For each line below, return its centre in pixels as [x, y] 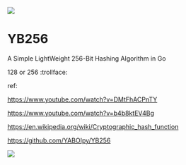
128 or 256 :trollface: [37, 72]
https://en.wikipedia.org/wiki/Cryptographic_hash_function [93, 126]
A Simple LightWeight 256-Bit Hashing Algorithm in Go [87, 58]
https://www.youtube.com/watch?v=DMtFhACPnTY [82, 99]
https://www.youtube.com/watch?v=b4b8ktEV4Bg [81, 113]
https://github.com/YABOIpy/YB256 [59, 140]
